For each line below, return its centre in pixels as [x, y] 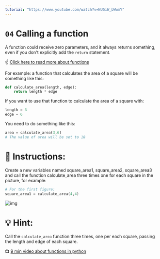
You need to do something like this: [40, 124]
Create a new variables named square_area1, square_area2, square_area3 [79, 170]
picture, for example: [26, 180]
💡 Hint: [19, 223]
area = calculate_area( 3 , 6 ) [33, 133]
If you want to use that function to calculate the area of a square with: [74, 101]
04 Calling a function [47, 33]
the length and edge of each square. [41, 242]
